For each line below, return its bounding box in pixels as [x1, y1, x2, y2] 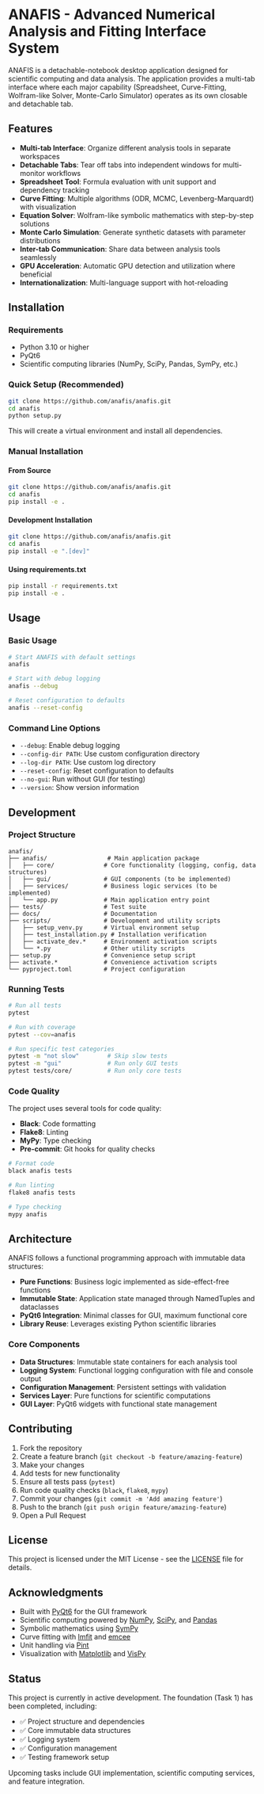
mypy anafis [8, 1210, 47, 1218]
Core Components [8, 1339, 81, 1350]
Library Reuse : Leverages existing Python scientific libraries [19, 1319, 217, 1329]
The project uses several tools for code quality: [8, 1104, 162, 1113]
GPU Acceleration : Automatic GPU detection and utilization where [19, 261, 236, 270]
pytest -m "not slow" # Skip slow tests [8, 1052, 168, 1060]
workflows [47, 168, 81, 177]
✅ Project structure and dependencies [19, 1717, 145, 1727]
